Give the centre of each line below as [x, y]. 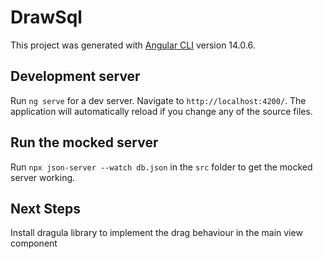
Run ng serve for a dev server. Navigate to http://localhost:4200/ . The [158, 100]
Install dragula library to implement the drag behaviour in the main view [156, 233]
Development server [75, 76]
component [34, 243]
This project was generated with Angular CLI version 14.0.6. [133, 45]
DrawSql [46, 17]
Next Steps [45, 208]
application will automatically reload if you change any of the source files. [161, 111]
